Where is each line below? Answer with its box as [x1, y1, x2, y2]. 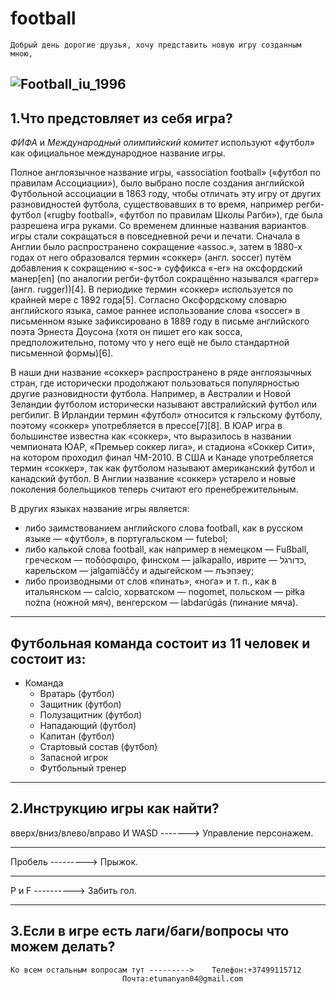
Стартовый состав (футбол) [39, 740, 158, 752]
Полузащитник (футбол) [39, 708, 143, 721]
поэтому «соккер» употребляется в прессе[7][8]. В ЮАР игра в [10, 420, 283, 432]
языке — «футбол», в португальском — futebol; [24, 533, 228, 545]
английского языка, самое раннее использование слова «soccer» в [10, 305, 301, 317]
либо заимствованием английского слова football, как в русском [24, 522, 304, 534]
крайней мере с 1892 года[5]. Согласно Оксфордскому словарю [10, 294, 287, 306]
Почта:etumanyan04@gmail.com [121, 973, 244, 984]
